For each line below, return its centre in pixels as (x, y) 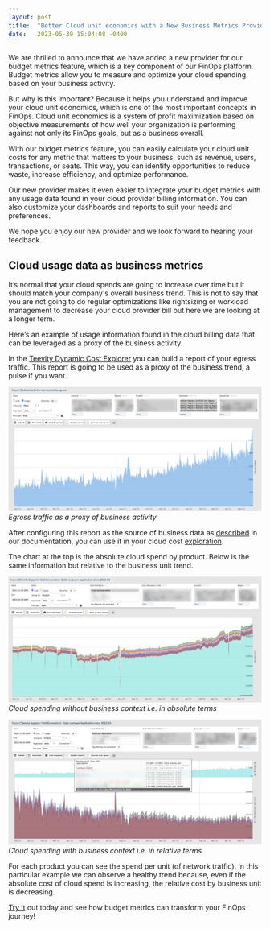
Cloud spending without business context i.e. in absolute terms (112, 708)
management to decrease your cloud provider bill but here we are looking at (134, 311)
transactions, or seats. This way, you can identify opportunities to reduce (129, 166)
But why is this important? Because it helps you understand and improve (128, 99)
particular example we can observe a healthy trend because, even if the (127, 875)
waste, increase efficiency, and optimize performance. (98, 175)
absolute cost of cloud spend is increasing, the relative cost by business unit (135, 884)
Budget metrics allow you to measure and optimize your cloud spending (127, 75)
